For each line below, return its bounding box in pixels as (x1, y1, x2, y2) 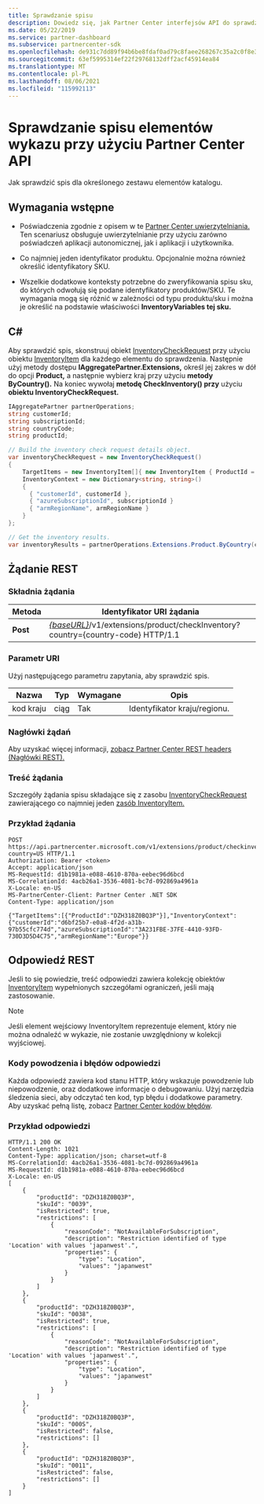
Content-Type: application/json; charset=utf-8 (8, 1152, 167, 1160)
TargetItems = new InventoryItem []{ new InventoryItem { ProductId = (22, 468, 255, 476)
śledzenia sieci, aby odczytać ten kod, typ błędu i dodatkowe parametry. (8, 1092, 243, 1101)
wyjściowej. (8, 1039, 46, 1048)
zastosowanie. (8, 991, 55, 1001)
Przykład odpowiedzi (8, 1120, 90, 1131)
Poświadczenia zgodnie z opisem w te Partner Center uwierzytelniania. (19, 222, 250, 231)
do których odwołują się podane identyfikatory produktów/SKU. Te (19, 285, 236, 295)
